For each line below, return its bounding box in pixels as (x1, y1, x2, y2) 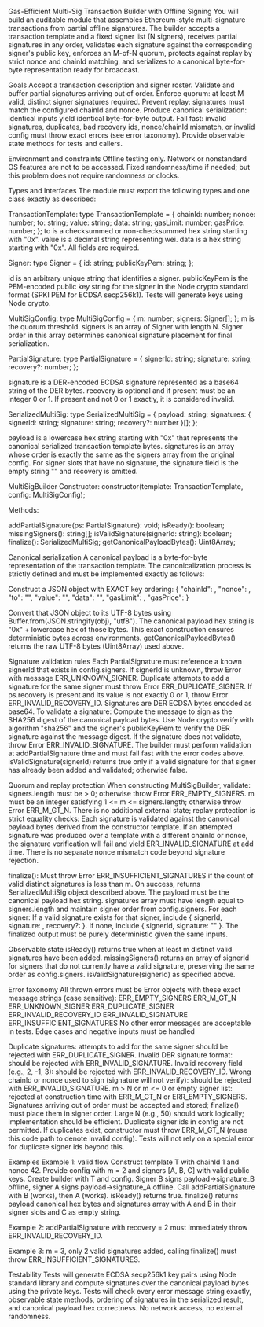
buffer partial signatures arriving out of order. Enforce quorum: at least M (8, 89, 244, 97)
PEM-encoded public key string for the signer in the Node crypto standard (8, 282, 249, 291)
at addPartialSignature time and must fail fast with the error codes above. (8, 748, 245, 758)
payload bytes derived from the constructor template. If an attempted (8, 822, 233, 832)
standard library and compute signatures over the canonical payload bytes (8, 1278, 250, 1288)
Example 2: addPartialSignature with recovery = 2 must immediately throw (8, 1222, 248, 1232)
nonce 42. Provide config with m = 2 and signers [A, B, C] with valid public (8, 1166, 250, 1174)
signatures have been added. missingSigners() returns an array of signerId (8, 953, 250, 962)
